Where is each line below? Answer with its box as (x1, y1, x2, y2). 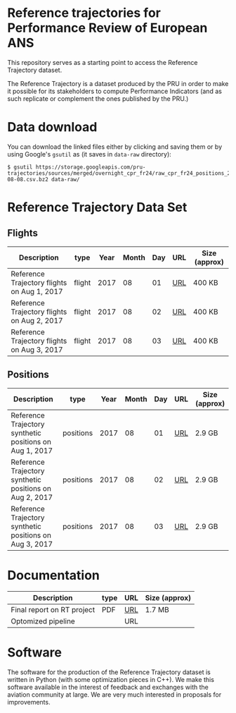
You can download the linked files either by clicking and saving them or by (7, 142, 223, 151)
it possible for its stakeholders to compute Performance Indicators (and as (7, 87, 223, 95)
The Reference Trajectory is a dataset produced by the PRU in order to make (7, 79, 229, 87)
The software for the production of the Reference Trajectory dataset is (7, 668, 211, 676)
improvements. (7, 697, 51, 706)
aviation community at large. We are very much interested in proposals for (7, 690, 222, 699)
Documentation (7, 567, 100, 583)
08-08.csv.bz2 (7, 176, 49, 183)
